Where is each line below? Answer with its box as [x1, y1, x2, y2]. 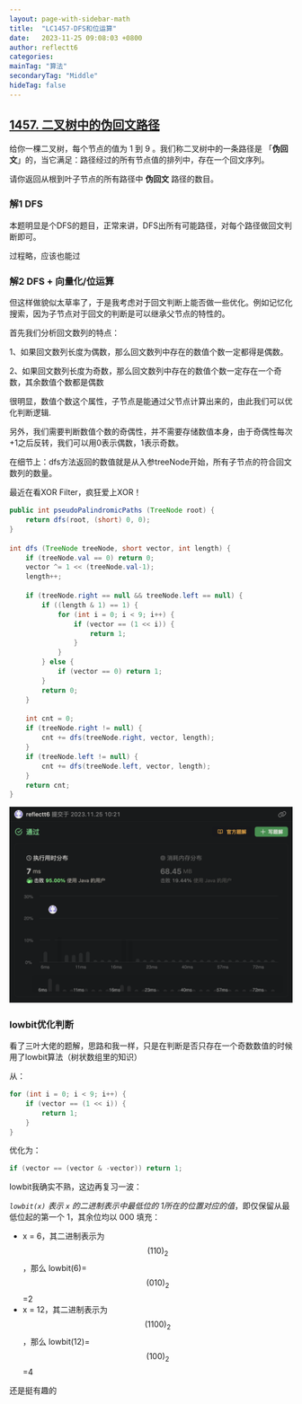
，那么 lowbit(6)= [22, 1263, 87, 1274]
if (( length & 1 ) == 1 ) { [41, 600, 139, 610]
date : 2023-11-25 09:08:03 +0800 [9, 33, 143, 42]
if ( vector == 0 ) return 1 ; [57, 667, 164, 676]
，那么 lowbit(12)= [22, 1336, 90, 1347]
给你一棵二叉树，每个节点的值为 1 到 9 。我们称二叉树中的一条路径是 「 [9, 143, 273, 154]
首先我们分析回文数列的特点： [9, 328, 120, 339]
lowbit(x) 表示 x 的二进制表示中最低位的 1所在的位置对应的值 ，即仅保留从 [9, 1200, 283, 1212]
